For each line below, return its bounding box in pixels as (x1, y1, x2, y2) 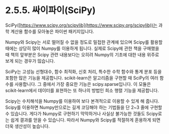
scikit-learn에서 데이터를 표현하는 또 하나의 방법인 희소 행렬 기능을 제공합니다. (5, 87, 159, 93)
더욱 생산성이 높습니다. (5, 123, 50, 129)
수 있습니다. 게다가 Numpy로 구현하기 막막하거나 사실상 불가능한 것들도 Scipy (5, 110, 158, 116)
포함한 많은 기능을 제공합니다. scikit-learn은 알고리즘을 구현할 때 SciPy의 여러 (5, 75, 159, 81)
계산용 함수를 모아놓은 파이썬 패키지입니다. (10, 28, 94, 34)
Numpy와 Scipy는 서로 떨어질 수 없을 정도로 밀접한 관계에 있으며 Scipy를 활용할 (5, 39, 163, 45)
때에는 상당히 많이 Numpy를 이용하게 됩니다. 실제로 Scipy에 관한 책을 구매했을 (5, 45, 159, 51)
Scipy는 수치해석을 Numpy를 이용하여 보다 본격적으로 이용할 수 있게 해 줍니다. (5, 98, 159, 104)
